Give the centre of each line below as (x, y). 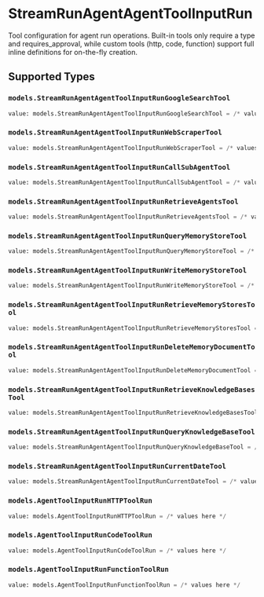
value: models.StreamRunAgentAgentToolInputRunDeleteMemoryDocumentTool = (133, 370)
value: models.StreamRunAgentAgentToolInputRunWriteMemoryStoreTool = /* (132, 286)
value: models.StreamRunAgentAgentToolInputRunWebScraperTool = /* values (133, 148)
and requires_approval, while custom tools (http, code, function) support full (131, 43)
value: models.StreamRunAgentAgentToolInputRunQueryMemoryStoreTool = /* (132, 251)
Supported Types (52, 77)
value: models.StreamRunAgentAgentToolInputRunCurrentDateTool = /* (123, 482)
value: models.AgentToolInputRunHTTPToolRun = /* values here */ (117, 516)
